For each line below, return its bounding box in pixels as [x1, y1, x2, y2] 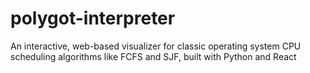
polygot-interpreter [10, 7, 176, 30]
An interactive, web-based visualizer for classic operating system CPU [10, 40, 302, 52]
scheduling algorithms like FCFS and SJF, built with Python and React [10, 50, 297, 62]
